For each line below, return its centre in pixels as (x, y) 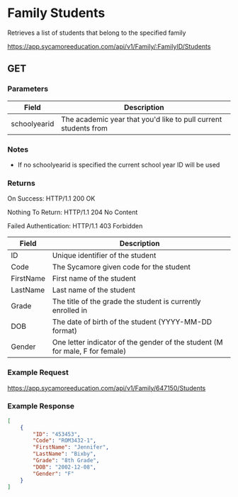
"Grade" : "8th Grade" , (66, 461)
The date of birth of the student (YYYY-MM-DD (132, 322)
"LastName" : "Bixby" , (65, 454)
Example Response (41, 406)
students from (85, 128)
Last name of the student (94, 290)
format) (65, 331)
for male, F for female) (89, 351)
